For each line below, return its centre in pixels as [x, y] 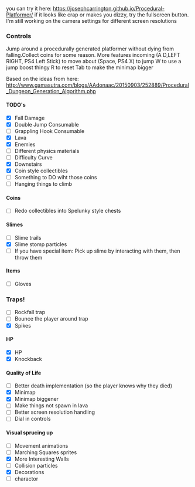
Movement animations [41, 445]
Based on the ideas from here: [42, 79]
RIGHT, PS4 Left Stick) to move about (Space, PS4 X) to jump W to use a [94, 62]
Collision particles [36, 465]
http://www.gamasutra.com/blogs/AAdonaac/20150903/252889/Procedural [97, 85]
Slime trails [28, 237]
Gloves [23, 284]
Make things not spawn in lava [51, 406]
